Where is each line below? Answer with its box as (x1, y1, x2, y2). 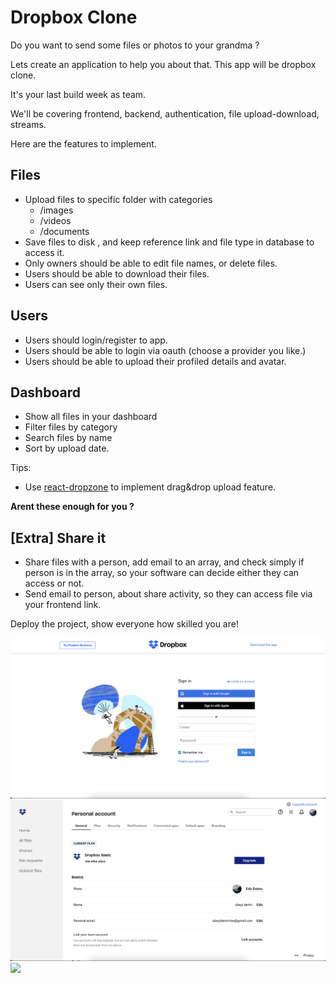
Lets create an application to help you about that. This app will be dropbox (10, 58, 317, 70)
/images (39, 204, 74, 216)
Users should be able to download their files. (24, 267, 210, 280)
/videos (39, 214, 72, 226)
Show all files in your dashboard (24, 411, 158, 423)
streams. (10, 118, 47, 130)
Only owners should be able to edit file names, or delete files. (24, 257, 278, 269)
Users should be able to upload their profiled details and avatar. (24, 355, 287, 367)
